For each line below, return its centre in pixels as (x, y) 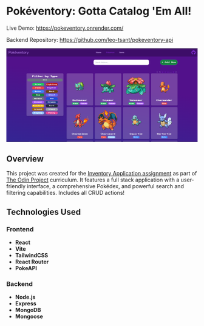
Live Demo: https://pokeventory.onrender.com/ (65, 28)
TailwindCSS (32, 256)
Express (25, 304)
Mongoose (29, 316)
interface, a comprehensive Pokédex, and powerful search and (105, 186)
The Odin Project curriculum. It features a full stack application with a (93, 180)
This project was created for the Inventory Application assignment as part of (102, 174)
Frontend (20, 229)
